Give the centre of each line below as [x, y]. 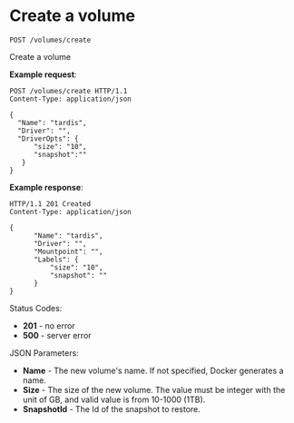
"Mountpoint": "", [68, 251]
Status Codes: [36, 308]
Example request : [43, 74]
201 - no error [49, 325]
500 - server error [57, 335]
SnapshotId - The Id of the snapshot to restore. [112, 408]
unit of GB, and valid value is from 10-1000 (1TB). [114, 399]
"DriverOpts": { [48, 138]
